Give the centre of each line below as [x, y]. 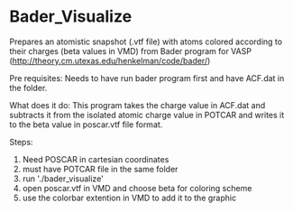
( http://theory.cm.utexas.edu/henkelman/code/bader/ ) [110, 60]
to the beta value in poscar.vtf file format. [86, 124]
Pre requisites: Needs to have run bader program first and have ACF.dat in [147, 78]
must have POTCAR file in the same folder [100, 169]
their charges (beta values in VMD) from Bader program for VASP [131, 51]
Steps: [21, 142]
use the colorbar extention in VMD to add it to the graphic [129, 198]
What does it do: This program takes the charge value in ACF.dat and [137, 105]
